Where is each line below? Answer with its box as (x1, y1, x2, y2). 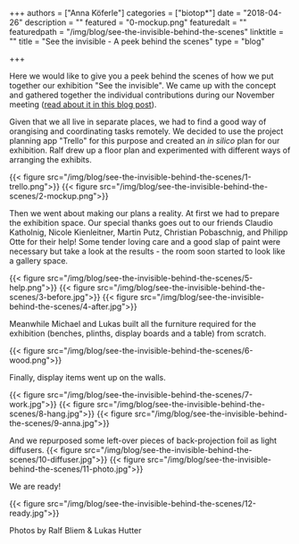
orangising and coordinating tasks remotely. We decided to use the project (9, 126, 284, 137)
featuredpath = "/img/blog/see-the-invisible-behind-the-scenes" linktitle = (9, 27, 284, 37)
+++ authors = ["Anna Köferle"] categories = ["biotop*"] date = (9, 8, 242, 18)
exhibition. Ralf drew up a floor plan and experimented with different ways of (9, 145, 291, 155)
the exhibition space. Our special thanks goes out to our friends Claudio (9, 218, 274, 228)
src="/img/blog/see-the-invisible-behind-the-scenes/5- (46, 272, 253, 283)
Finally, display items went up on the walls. (9, 372, 167, 382)
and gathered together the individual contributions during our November (9, 89, 275, 100)
